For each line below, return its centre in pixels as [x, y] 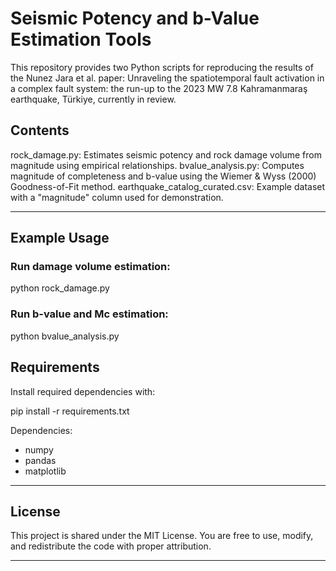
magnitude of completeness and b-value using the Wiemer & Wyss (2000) [163, 176]
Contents [40, 130]
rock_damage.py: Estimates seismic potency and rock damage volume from [166, 154]
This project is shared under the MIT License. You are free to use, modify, [162, 536]
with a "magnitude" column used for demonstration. [117, 197]
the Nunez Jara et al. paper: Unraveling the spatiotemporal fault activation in [167, 78]
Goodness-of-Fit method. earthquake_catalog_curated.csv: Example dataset [168, 186]
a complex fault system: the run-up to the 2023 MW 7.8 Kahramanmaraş [159, 88]
